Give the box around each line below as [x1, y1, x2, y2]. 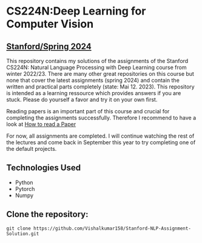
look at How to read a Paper [6, 121, 76, 128]
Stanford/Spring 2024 [6, 41, 92, 52]
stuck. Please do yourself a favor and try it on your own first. [6, 96, 158, 103]
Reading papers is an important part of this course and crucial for [6, 108, 170, 115]
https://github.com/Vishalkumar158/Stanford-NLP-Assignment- [33, 225, 191, 231]
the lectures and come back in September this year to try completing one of [6, 139, 196, 146]
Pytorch [15, 185, 35, 192]
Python [15, 179, 33, 186]
